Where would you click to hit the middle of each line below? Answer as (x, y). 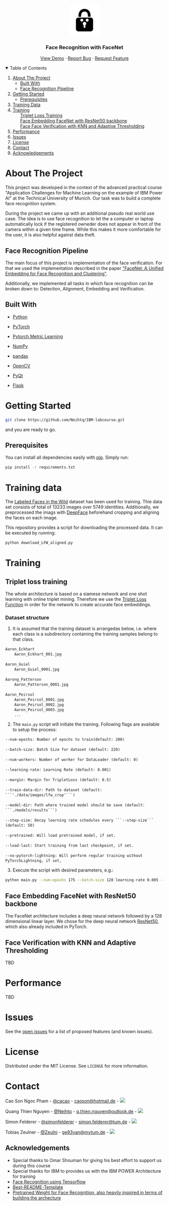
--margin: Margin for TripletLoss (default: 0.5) (58, 780)
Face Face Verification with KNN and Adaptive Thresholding (82, 126)
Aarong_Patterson (23, 680)
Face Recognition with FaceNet (84, 47)
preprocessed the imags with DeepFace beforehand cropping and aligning (82, 512)
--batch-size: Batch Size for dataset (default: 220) (63, 750)
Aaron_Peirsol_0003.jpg (39, 710)
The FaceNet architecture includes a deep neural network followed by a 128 (84, 916)
